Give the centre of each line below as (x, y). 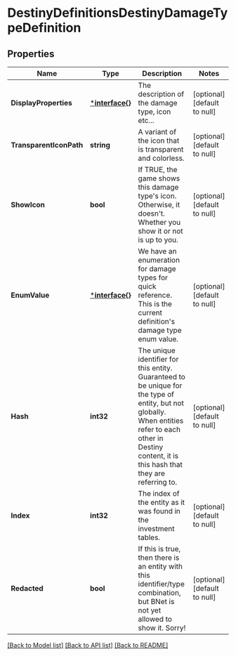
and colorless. (161, 158)
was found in (159, 511)
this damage (158, 187)
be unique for (160, 386)
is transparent (161, 149)
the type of (156, 394)
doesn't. (151, 214)
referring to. (158, 482)
